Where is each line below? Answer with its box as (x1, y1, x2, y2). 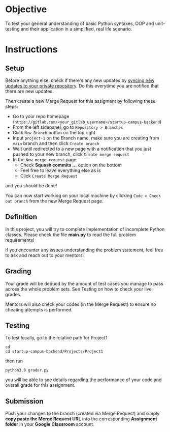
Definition (5, 213, 37, 221)
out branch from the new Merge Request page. (5, 197, 104, 204)
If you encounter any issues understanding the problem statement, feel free (5, 247, 163, 253)
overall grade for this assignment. (5, 382, 76, 388)
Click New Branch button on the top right (12, 129, 95, 135)
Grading (5, 267, 31, 276)
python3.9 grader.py (5, 368, 49, 373)
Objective (5, 4, 47, 15)
